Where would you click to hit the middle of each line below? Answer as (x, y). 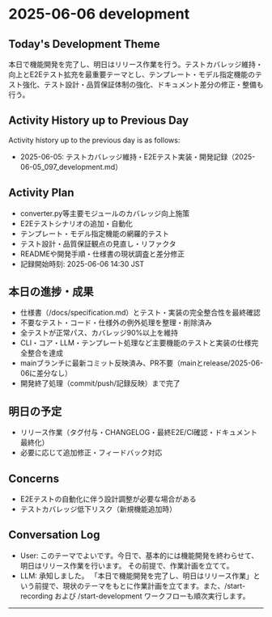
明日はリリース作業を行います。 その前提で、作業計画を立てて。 (127, 565)
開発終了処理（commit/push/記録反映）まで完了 (100, 383)
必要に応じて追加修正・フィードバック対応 (91, 453)
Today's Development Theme (84, 44)
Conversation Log (54, 535)
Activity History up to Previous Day (98, 121)
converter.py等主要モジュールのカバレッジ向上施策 (105, 213)
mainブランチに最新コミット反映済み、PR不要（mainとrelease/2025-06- (142, 363)
